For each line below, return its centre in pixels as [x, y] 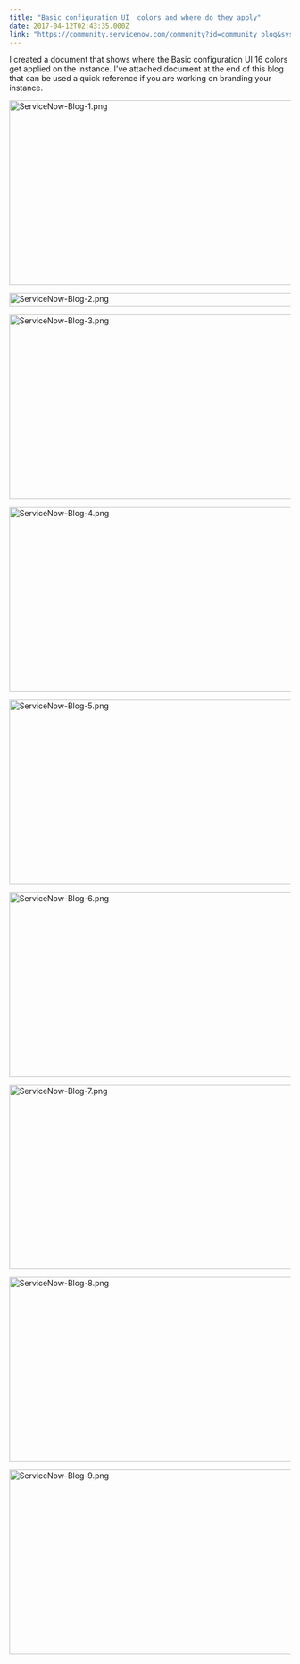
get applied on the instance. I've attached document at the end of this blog [146, 69]
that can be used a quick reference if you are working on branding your [141, 79]
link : [19, 34]
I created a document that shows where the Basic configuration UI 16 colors [149, 60]
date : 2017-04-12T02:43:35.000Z [69, 26]
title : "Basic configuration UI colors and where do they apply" [135, 17]
